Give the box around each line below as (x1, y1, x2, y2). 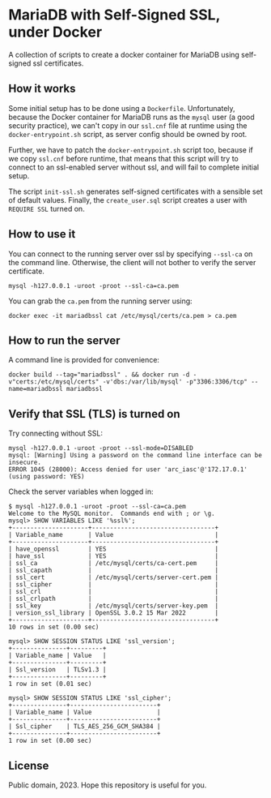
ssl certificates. (32, 58, 84, 68)
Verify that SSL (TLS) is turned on (8, 407, 180, 421)
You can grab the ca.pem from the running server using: (8, 296, 193, 306)
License (8, 758, 49, 772)
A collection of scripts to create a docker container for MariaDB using (8, 49, 240, 59)
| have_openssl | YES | (8, 545, 219, 553)
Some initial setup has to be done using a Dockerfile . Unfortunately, (8, 103, 236, 113)
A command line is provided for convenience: (8, 355, 160, 365)
